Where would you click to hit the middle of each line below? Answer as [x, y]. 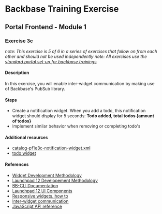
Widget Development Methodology [47, 175]
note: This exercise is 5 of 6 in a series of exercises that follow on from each [81, 51]
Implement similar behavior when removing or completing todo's [76, 126]
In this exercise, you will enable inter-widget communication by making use [80, 84]
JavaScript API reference [37, 206]
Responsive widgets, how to [40, 196]
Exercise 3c [19, 41]
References [17, 164]
